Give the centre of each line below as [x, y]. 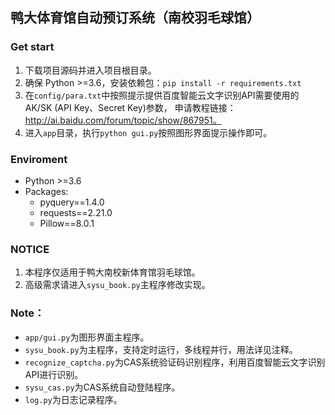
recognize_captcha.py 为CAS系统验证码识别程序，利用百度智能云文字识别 [175, 362]
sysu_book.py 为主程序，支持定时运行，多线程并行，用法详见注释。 [161, 349]
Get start [32, 47]
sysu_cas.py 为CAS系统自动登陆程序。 [102, 387]
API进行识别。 [54, 374]
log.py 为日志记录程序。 [73, 399]
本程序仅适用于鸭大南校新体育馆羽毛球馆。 [112, 272]
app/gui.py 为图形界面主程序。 [87, 337]
